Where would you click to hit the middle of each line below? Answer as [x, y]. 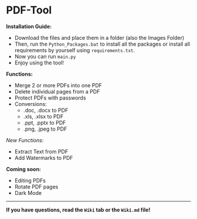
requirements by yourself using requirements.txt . [75, 50]
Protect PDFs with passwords [50, 98]
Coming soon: [23, 169]
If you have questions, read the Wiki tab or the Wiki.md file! [78, 210]
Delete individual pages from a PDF [57, 91]
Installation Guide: [29, 26]
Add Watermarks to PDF [44, 158]
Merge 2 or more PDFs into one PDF [58, 85]
